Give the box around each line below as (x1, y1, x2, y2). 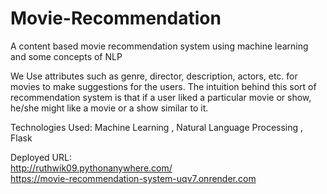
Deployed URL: (10, 151, 72, 163)
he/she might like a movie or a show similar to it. (10, 102, 209, 114)
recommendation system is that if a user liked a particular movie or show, (10, 91, 312, 103)
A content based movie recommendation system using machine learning (10, 40, 309, 52)
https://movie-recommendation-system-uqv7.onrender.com (10, 172, 257, 184)
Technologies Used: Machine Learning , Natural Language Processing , (10, 121, 304, 133)
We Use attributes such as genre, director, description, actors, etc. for (10, 70, 298, 82)
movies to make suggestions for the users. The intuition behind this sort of (10, 80, 317, 92)
